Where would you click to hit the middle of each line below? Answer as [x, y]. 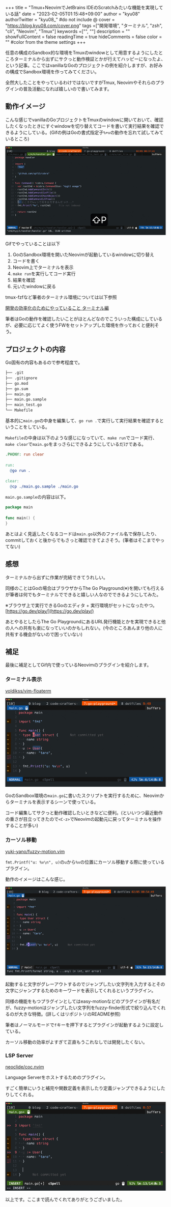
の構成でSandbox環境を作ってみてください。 [52, 72]
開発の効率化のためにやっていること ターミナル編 [57, 308]
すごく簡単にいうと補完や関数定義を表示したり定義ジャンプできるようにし [83, 1088]
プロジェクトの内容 [35, 349]
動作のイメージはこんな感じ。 [36, 879]
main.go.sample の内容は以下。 [37, 497]
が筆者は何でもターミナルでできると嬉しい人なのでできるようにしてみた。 [83, 594]
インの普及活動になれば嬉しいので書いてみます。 [61, 89]
